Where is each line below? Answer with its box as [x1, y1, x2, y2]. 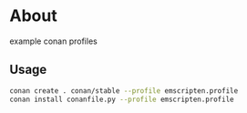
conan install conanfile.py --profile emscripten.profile [9, 95, 234, 104]
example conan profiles [9, 36, 98, 46]
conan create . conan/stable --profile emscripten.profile [9, 86, 239, 96]
